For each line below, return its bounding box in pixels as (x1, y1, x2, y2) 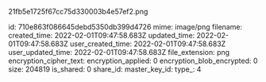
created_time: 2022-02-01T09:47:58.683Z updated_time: (8, 31, 195, 40)
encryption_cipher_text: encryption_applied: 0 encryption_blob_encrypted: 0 (8, 56, 258, 65)
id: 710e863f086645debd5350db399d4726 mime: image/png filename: (8, 22, 243, 31)
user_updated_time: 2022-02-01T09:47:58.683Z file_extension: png (8, 48, 230, 57)
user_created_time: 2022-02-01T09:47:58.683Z (70, 39, 226, 49)
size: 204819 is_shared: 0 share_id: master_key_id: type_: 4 (8, 64, 202, 74)
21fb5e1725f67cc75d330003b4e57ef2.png (8, 7, 148, 16)
